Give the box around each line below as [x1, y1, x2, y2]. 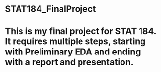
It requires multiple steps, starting [5, 36, 146, 47]
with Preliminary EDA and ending [5, 46, 141, 57]
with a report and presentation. [5, 57, 134, 68]
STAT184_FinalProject [5, 3, 96, 15]
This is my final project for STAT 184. [5, 26, 157, 37]
